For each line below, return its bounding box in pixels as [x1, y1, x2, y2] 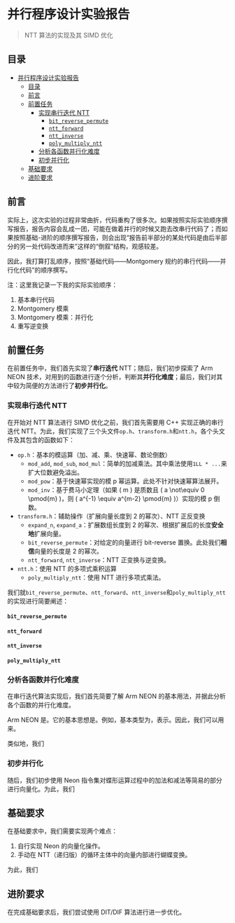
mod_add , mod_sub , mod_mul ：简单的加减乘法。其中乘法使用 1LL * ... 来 [27, 459, 227, 467]
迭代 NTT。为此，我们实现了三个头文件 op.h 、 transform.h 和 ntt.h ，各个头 [7, 427, 219, 435]
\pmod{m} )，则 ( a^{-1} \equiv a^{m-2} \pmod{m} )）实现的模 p [27, 494, 213, 502]
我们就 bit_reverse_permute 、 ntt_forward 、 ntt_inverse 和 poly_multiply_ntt [7, 588, 226, 596]
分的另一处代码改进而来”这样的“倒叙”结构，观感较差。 [7, 242, 163, 250]
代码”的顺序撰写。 [19, 266, 72, 274]
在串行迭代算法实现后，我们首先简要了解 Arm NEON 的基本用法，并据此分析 [7, 692, 226, 701]
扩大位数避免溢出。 [27, 467, 84, 477]
